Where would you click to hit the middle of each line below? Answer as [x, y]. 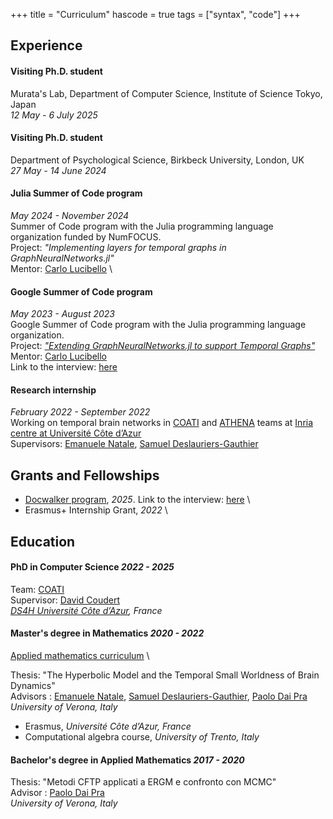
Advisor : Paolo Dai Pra [57, 793]
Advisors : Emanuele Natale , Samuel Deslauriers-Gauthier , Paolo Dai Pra [159, 696]
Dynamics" [33, 686]
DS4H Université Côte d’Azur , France [86, 610]
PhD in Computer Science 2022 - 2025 [92, 567]
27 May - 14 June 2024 [58, 170]
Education [43, 541]
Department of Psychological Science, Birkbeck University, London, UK [157, 160]
